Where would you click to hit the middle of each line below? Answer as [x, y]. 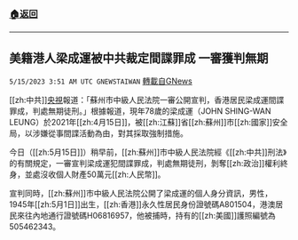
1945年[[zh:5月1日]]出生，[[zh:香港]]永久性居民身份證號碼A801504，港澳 [142, 204]
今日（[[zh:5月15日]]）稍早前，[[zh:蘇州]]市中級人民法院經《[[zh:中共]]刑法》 [148, 152]
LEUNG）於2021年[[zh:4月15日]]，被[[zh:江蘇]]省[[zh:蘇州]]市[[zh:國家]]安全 [149, 123]
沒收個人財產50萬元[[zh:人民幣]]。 [102, 174]
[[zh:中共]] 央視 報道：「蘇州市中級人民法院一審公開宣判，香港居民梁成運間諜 [147, 100]
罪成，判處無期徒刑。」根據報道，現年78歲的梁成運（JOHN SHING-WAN [141, 111]
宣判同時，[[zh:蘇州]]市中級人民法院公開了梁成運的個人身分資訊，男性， [141, 194]
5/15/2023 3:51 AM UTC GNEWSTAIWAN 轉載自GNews [101, 81]
